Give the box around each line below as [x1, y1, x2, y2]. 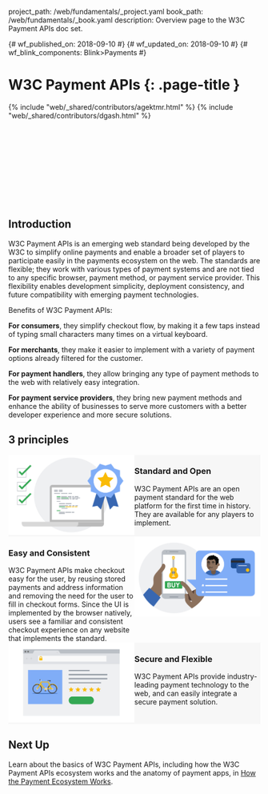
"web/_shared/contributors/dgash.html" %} [8, 110, 152, 120]
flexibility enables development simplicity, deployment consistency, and [8, 281, 245, 291]
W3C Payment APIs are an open [134, 483, 240, 493]
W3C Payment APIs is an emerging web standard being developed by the [8, 239, 250, 248]
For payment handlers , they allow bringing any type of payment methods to [8, 368, 259, 379]
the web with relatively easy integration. [8, 377, 140, 387]
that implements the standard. [8, 633, 107, 643]
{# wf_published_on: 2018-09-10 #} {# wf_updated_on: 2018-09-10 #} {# [8, 39, 248, 49]
